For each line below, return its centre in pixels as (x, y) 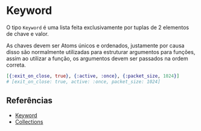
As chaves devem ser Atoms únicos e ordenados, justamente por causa (95, 45)
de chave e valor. (28, 33)
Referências (30, 101)
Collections (29, 121)
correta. (16, 65)
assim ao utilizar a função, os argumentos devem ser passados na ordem (97, 58)
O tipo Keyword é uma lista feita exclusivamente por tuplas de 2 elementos (97, 27)
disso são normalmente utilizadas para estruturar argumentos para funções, (101, 52)
